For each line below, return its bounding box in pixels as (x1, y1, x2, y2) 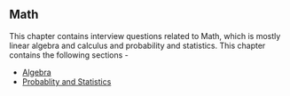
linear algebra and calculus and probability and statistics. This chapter (9, 40, 266, 51)
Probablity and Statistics (21, 76, 112, 87)
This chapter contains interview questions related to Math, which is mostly (9, 30, 281, 41)
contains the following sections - (9, 49, 129, 60)
